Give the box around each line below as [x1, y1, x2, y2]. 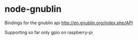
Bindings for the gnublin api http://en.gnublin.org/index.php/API [4, 20, 133, 26]
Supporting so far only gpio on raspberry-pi [4, 29, 93, 35]
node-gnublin [4, 3, 62, 15]
